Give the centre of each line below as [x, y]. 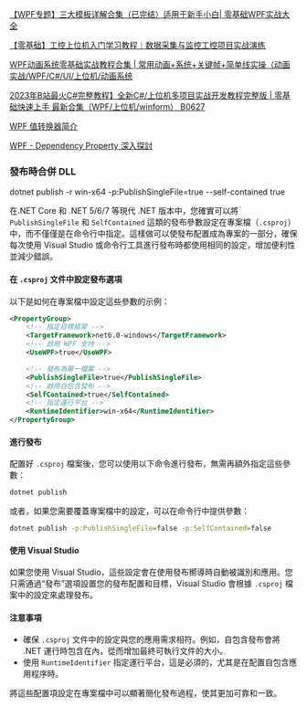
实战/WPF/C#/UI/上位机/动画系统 [71, 76]
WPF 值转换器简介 [43, 126]
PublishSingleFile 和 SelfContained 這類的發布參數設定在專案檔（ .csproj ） [153, 222]
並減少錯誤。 [33, 257]
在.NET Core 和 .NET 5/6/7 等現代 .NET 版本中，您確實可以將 [124, 211]
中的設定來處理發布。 [57, 595]
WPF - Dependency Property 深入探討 [81, 146]
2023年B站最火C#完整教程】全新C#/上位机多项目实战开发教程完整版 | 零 [146, 95]
